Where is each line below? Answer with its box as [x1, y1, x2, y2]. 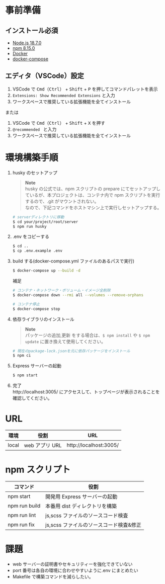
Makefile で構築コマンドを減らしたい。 [12, 573, 94, 579]
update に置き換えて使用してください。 [25, 338, 106, 345]
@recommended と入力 [12, 126, 57, 132]
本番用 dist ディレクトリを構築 [45, 503, 117, 510]
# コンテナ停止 [12, 301, 40, 307]
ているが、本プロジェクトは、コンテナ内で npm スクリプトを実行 [25, 192, 160, 198]
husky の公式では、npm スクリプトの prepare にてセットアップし [25, 186, 161, 192]
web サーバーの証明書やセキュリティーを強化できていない [12, 561, 133, 567]
